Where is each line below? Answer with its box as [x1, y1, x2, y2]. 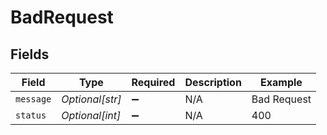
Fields [10, 46, 50, 63]
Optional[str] [61, 92, 122, 106]
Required [131, 76, 176, 89]
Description [184, 76, 242, 89]
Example [260, 76, 303, 89]
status [15, 110, 47, 121]
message [15, 94, 52, 105]
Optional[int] [61, 109, 122, 122]
